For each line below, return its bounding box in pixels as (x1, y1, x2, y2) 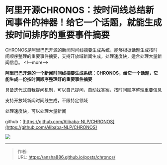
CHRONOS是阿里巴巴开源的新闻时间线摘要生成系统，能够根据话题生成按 (5, 47, 154, 53)
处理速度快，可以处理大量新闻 (5, 108, 66, 114)
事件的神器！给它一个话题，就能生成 (14, 17, 163, 28)
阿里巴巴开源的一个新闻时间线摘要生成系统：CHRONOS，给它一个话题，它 (5, 70, 158, 76)
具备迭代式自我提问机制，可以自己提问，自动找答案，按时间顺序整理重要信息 (5, 87, 162, 93)
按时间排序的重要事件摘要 (5, 29, 110, 41)
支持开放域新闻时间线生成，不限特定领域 (5, 97, 88, 103)
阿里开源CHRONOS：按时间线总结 (5, 4, 146, 16)
